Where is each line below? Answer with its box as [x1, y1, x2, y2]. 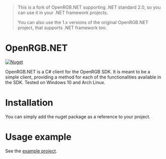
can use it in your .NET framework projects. [17, 10, 108, 16]
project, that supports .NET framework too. [17, 25, 107, 31]
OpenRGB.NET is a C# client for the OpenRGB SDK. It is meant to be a [5, 68, 150, 74]
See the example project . [5, 148, 58, 154]
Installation [5, 97, 53, 109]
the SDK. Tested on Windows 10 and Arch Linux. [5, 79, 106, 85]
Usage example [5, 131, 72, 143]
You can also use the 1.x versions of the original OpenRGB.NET [17, 20, 149, 25]
